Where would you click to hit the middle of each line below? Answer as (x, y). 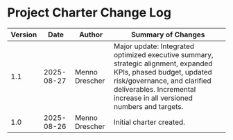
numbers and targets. (148, 106)
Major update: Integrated (154, 46)
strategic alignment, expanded (163, 63)
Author (90, 34)
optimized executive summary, (163, 54)
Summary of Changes (168, 34)
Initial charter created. (149, 122)
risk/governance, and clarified (162, 81)
